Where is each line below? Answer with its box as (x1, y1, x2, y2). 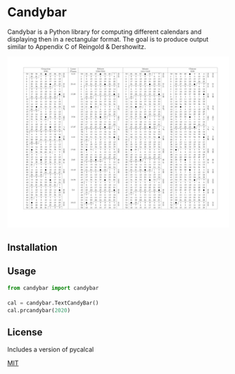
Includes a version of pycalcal (7, 345, 94, 354)
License (7, 326, 43, 338)
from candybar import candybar (7, 285, 99, 292)
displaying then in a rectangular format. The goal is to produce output (7, 34, 209, 43)
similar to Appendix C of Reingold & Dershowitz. (7, 42, 146, 51)
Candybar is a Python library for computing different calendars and (7, 27, 202, 36)
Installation (7, 241, 58, 253)
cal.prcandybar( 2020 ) (7, 307, 71, 314)
